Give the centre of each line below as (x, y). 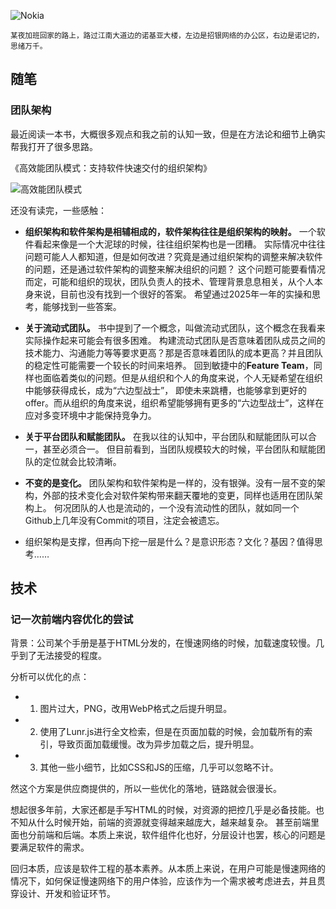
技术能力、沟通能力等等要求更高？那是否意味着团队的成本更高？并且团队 (173, 352)
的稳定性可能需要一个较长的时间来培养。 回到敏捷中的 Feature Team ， (169, 365)
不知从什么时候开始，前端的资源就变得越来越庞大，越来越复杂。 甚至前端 (160, 822)
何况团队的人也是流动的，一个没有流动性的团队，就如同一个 (176, 507)
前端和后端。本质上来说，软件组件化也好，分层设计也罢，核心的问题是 (181, 835)
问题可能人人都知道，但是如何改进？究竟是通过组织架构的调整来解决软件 (173, 256)
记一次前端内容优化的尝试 (72, 619)
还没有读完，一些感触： (58, 210)
